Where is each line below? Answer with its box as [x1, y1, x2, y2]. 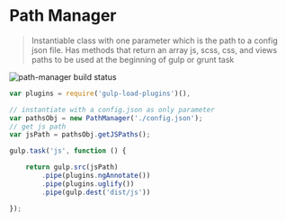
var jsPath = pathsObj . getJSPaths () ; [9, 130, 151, 139]
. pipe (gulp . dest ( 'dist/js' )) [41, 188, 151, 197]
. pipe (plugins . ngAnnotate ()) [41, 172, 151, 181]
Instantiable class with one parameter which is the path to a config [31, 35, 278, 46]
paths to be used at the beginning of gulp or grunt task [31, 54, 235, 65]
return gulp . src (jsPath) [25, 163, 119, 172]
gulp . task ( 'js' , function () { [9, 146, 127, 155]
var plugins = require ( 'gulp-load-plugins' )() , [9, 89, 192, 98]
